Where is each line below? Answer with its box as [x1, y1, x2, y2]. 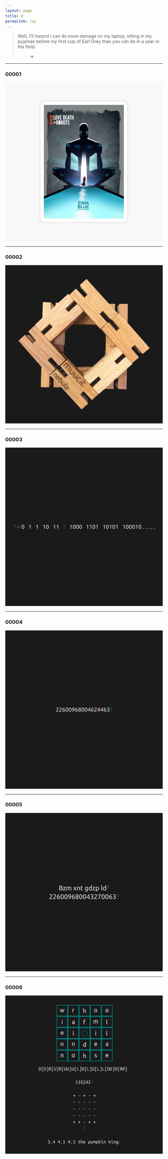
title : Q [5, 13, 23, 19]
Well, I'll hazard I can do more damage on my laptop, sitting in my [17, 33, 152, 39]
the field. [17, 44, 36, 50]
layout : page [5, 8, 32, 13]
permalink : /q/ [5, 19, 37, 24]
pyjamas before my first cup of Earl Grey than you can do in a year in [17, 38, 159, 45]
